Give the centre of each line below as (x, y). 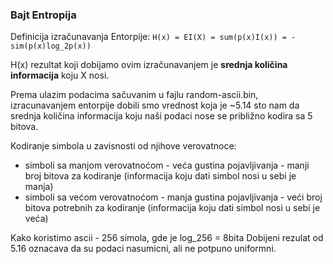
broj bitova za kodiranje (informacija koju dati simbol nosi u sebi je (160, 176)
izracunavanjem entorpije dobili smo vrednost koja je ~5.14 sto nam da (155, 105)
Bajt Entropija (43, 15)
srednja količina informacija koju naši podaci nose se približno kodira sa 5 (161, 116)
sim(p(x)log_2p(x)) (51, 46)
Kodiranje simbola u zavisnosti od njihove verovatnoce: (123, 146)
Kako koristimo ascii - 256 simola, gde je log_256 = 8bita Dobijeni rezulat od (167, 238)
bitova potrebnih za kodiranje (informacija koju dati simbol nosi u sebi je (172, 208)
